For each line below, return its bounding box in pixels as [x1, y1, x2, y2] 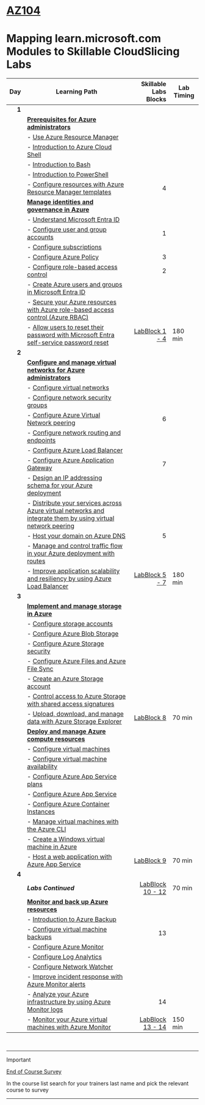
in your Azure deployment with [27, 549, 115, 558]
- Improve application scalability [27, 567, 120, 575]
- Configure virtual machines [27, 745, 110, 754]
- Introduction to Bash [27, 160, 91, 169]
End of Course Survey [6, 1068, 62, 1076]
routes [27, 557, 46, 565]
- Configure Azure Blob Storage [27, 630, 119, 638]
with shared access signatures [27, 700, 115, 708]
